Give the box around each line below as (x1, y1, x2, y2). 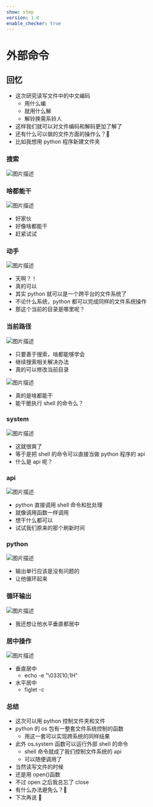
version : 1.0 (6, 15, 40, 21)
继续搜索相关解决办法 (15, 358, 69, 365)
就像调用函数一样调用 (15, 509, 69, 516)
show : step (6, 9, 34, 15)
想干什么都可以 (15, 516, 53, 524)
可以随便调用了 (24, 756, 62, 763)
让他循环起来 (15, 575, 48, 582)
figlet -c (24, 686, 44, 693)
